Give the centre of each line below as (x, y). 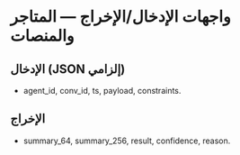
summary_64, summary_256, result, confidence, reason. (127, 141)
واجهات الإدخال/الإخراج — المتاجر (121, 17)
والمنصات (42, 36)
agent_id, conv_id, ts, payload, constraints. (102, 91)
